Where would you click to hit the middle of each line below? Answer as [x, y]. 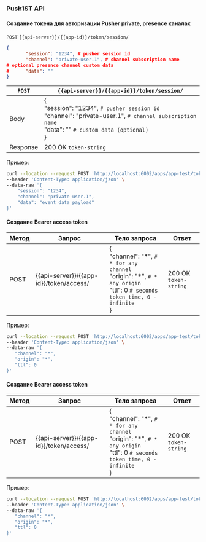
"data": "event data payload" [56, 202]
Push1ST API [25, 9]
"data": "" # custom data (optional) [96, 130]
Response [24, 147]
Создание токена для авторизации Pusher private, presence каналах [99, 23]
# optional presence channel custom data [60, 65]
